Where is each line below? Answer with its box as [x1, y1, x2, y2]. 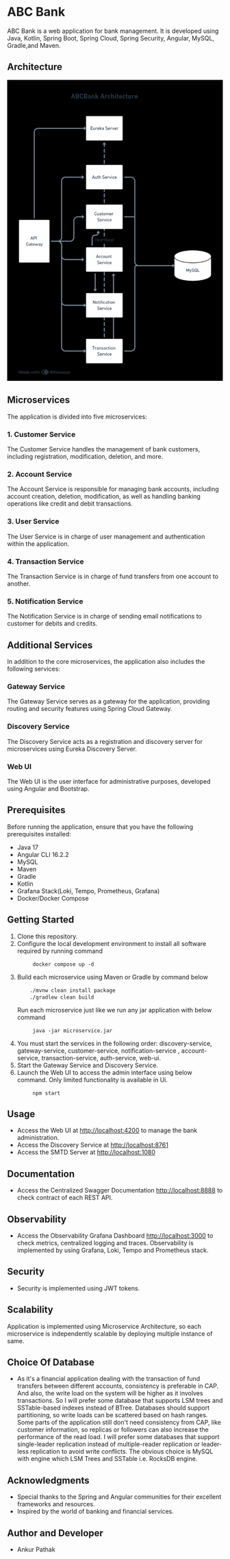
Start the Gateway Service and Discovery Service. [16, 1061, 159, 1069]
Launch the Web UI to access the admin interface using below [16, 1068, 193, 1076]
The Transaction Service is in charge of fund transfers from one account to [7, 572, 219, 580]
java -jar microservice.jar [32, 1027, 113, 1034]
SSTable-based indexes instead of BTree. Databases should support [16, 1404, 210, 1412]
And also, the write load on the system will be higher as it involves [16, 1389, 203, 1397]
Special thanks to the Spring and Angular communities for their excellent [16, 1493, 222, 1501]
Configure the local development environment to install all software [16, 939, 207, 947]
